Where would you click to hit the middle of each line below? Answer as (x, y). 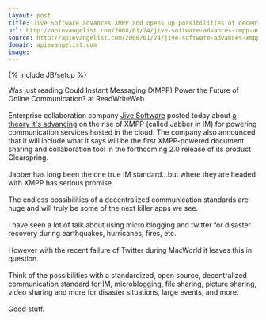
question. (24, 259)
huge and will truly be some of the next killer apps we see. (103, 208)
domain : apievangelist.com (53, 45)
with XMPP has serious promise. (61, 183)
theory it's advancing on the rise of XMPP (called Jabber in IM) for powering (133, 124)
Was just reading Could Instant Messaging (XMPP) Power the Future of (123, 90)
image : (19, 52)
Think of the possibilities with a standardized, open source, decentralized (128, 275)
